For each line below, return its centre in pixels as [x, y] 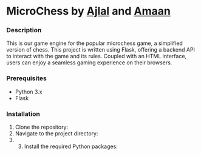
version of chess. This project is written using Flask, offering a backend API [101, 50]
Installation [23, 114]
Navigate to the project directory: [56, 134]
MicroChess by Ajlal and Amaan [89, 11]
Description [24, 30]
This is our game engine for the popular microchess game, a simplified [95, 43]
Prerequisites [26, 78]
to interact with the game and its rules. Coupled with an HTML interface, [97, 56]
